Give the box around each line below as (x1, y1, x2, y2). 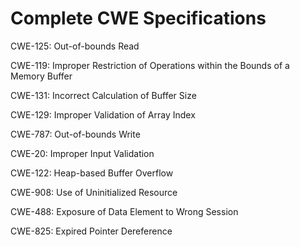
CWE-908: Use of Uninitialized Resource (10, 186, 178, 198)
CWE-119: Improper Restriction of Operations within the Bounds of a (10, 59, 290, 71)
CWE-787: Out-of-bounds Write (10, 128, 141, 140)
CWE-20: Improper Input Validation (10, 147, 155, 159)
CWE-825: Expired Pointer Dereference (10, 225, 173, 237)
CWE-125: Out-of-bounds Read (10, 40, 140, 52)
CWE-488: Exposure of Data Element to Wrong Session (10, 205, 239, 217)
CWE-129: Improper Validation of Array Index (10, 108, 196, 121)
